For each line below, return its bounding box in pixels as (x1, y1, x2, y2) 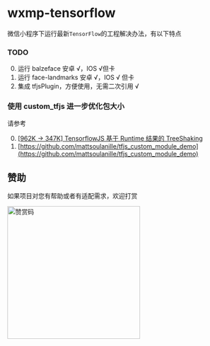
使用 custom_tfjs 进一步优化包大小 (7, 101, 125, 111)
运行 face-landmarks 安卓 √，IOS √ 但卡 (17, 73, 134, 82)
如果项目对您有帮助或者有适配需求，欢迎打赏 (7, 192, 138, 200)
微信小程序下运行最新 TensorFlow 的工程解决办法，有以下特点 (7, 29, 182, 38)
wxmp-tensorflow (7, 5, 116, 21)
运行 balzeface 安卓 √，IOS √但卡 (17, 64, 115, 73)
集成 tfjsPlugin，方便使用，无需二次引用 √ (17, 82, 139, 91)
